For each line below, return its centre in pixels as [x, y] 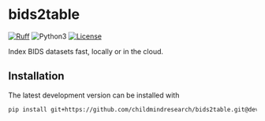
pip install [28, 109]
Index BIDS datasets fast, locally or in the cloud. [86, 51]
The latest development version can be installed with [94, 95]
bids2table [44, 15]
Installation [36, 76]
